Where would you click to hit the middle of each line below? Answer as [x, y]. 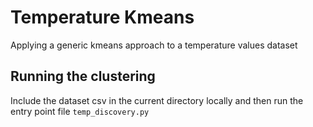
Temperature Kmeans [102, 17]
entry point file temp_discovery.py [80, 111]
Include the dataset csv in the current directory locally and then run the [157, 100]
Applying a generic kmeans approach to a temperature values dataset [154, 45]
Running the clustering [83, 76]
